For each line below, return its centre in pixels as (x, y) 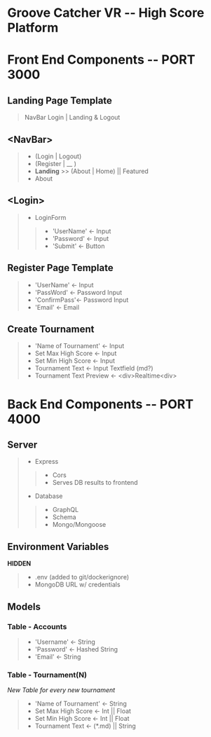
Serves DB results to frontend (95, 483)
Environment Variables (58, 547)
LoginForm (50, 217)
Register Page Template (60, 268)
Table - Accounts (37, 626)
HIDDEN (19, 564)
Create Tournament (51, 330)
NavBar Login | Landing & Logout (72, 118)
